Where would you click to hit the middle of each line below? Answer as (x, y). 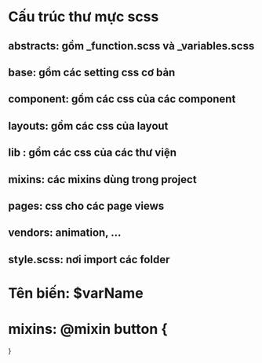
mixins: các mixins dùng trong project (103, 180)
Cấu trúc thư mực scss (84, 17)
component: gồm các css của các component (122, 99)
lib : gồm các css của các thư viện (92, 153)
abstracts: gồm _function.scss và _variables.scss (131, 46)
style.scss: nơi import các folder (89, 259)
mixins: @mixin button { (88, 329)
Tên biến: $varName (76, 293)
